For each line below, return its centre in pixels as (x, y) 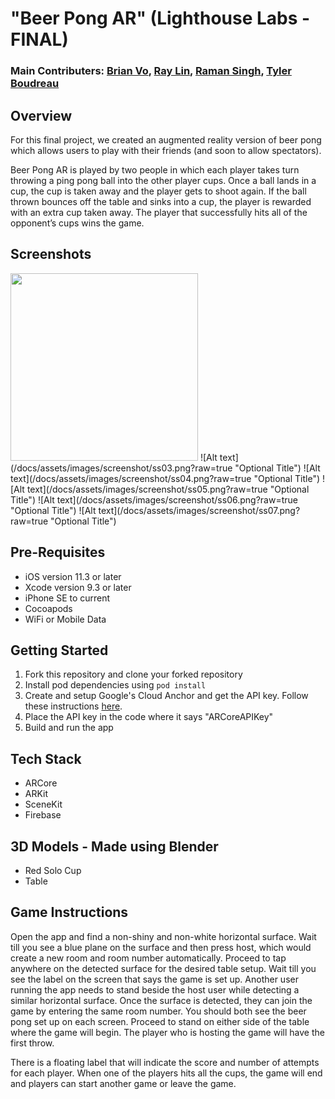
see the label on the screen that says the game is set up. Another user (154, 979)
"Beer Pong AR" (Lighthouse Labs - (160, 18)
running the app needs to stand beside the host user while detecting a (155, 989)
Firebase (43, 815)
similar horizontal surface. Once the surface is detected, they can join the (161, 1000)
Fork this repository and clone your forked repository (133, 674)
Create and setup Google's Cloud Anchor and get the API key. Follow (166, 696)
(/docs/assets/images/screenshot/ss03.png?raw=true (121, 468)
